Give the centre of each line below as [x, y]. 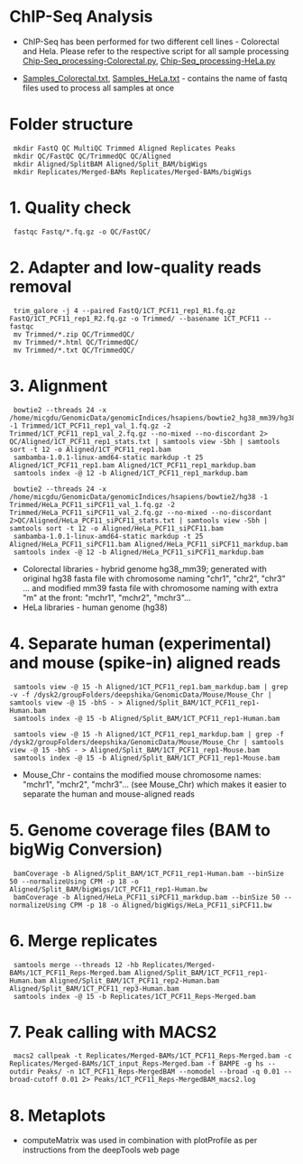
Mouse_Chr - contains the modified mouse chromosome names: [142, 774]
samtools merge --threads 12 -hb [76, 965]
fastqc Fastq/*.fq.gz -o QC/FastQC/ [82, 232]
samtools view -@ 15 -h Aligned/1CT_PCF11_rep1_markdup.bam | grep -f [148, 734]
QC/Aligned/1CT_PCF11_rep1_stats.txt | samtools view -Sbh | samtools [145, 441]
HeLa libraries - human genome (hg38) [95, 607]
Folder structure [71, 125]
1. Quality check [70, 208]
